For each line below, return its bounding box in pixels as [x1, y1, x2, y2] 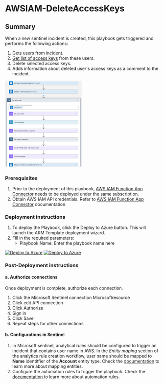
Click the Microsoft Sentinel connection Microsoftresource [12, 294, 130, 300]
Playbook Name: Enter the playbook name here [19, 240, 115, 246]
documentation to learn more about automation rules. [12, 374, 120, 380]
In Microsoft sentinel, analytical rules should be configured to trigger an [12, 342, 157, 348]
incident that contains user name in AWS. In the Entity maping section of [12, 348, 159, 354]
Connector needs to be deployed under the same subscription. [12, 191, 139, 197]
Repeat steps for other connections [12, 320, 84, 326]
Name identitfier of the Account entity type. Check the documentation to [12, 358, 160, 364]
